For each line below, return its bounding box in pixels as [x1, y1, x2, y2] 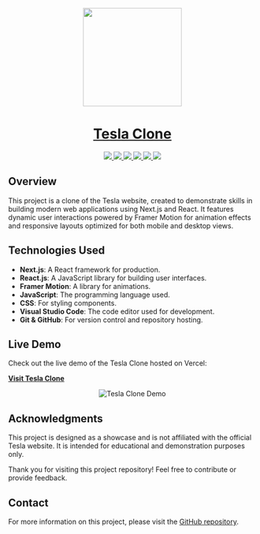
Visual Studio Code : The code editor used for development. [19, 306, 215, 316]
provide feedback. [8, 473, 68, 483]
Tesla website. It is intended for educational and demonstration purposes [8, 441, 246, 451]
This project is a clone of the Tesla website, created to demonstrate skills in [8, 195, 253, 205]
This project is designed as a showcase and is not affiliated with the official [8, 433, 252, 443]
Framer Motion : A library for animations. [19, 281, 151, 291]
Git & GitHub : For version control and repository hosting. [19, 315, 203, 324]
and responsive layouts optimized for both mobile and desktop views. [8, 221, 234, 230]
